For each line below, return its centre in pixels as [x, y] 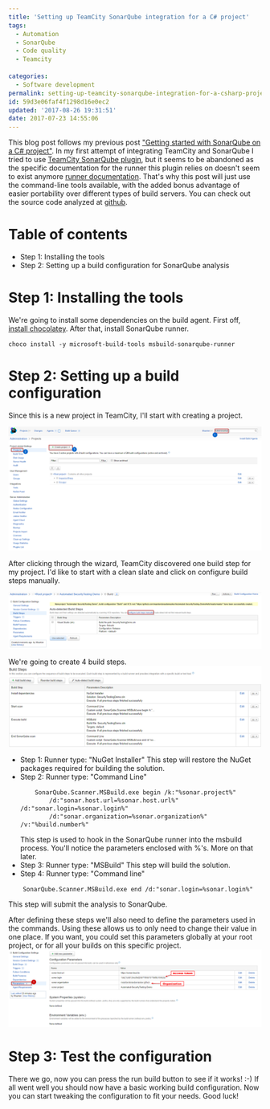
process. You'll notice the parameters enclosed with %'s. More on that [137, 848]
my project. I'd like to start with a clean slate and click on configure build [128, 572]
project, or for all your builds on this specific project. [95, 945]
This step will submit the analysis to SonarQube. [88, 904]
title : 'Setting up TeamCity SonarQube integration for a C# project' [129, 17]
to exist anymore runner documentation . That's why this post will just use [129, 177]
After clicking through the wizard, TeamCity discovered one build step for [130, 564]
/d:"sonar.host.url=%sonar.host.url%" [114, 800]
